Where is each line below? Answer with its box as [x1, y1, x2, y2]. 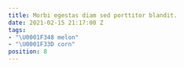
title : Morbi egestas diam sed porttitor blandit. [8, 11, 178, 20]
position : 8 [8, 48, 47, 55]
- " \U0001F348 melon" [8, 33, 79, 41]
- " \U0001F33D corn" [8, 41, 76, 48]
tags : [8, 26, 26, 34]
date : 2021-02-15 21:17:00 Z [8, 19, 104, 27]
